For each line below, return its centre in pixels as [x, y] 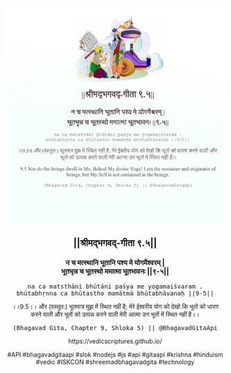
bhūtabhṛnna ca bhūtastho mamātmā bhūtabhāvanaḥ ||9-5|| [115, 293]
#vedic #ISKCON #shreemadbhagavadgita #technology [115, 362]
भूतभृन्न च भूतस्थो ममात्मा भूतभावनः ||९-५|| [115, 271]
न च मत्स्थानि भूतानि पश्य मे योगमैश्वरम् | [115, 263]
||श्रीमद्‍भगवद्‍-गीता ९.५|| [115, 243]
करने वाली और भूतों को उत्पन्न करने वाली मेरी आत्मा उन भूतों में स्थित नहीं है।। [115, 314]
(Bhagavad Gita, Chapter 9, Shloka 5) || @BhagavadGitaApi [115, 328]
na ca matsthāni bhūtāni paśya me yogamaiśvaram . [115, 286]
